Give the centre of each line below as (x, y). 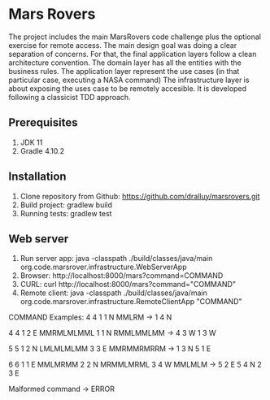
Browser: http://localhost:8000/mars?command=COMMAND (122, 276)
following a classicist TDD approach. (70, 97)
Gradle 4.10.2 (42, 150)
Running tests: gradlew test (66, 213)
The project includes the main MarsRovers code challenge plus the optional (135, 37)
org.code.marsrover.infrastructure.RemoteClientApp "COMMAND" (131, 302)
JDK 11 (31, 142)
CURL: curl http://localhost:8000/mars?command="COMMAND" (128, 285)
